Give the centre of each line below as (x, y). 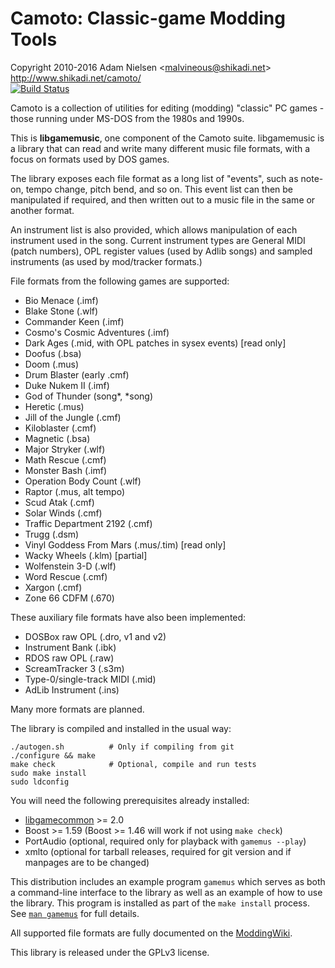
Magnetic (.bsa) (57, 438)
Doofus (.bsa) (53, 353)
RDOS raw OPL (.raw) (69, 658)
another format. (42, 210)
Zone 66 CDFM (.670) (69, 598)
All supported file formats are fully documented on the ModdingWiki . (151, 933)
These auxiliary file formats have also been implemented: (128, 617)
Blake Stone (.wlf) (61, 311)
